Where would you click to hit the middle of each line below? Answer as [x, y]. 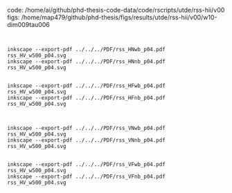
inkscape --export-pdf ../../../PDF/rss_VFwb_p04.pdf [87, 165]
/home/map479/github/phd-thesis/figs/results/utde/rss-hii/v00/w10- [119, 17]
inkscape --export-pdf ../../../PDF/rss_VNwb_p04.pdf [87, 128]
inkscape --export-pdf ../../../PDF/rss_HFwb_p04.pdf [87, 86]
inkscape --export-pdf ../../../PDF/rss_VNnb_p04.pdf [87, 140]
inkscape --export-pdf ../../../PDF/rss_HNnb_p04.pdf [87, 62]
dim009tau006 [28, 25]
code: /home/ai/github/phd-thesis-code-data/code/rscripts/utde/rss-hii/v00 [116, 10]
